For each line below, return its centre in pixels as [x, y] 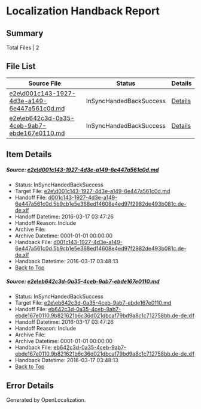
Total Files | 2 [23, 47]
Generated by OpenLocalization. [46, 399]
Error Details [30, 385]
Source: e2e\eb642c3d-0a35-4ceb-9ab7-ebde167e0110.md [83, 281]
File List [21, 66]
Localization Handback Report [83, 11]
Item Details [29, 154]
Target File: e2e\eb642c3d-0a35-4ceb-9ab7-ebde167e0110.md [93, 303]
